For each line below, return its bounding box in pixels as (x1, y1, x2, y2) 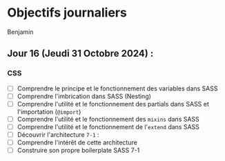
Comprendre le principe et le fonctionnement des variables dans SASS (17, 84, 218, 93)
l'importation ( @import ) (17, 107, 81, 115)
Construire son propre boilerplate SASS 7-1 (17, 146, 140, 155)
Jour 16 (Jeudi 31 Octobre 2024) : (7, 48, 154, 59)
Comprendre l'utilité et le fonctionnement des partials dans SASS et (17, 100, 209, 108)
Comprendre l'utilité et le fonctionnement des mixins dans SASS (17, 115, 200, 123)
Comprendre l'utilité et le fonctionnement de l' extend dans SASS (17, 122, 200, 131)
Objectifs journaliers (7, 5, 128, 21)
